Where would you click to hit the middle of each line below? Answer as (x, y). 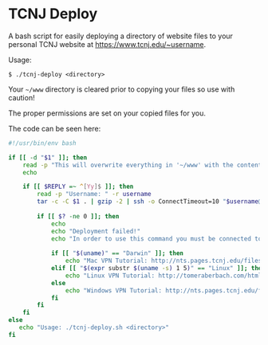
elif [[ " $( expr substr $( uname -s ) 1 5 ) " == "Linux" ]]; (149, 269)
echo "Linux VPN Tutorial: (110, 276)
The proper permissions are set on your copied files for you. (107, 113)
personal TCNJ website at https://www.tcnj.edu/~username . (107, 44)
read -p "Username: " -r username (94, 194)
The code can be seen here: (55, 128)
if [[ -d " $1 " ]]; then (48, 157)
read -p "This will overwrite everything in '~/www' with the (128, 165)
